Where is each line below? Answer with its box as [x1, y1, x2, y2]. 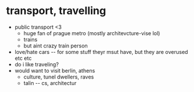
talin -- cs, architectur [23, 79, 77, 86]
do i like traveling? [14, 60, 59, 68]
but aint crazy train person [23, 42, 88, 49]
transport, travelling [6, 4, 106, 18]
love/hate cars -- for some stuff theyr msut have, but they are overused [14, 48, 189, 55]
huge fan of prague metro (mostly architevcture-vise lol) [23, 29, 160, 36]
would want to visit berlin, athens [14, 67, 96, 74]
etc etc [14, 54, 32, 62]
